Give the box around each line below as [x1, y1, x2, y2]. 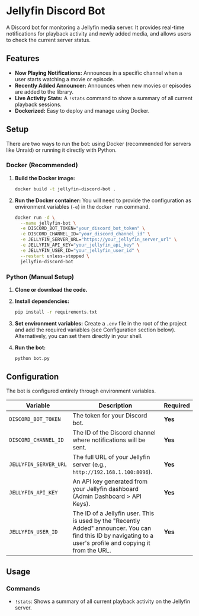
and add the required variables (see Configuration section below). [14, 326, 176, 333]
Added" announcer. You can [72, 524, 152, 532]
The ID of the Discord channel [72, 429, 156, 437]
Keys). [72, 500, 91, 508]
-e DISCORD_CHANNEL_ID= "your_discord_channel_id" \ [20, 231, 150, 237]
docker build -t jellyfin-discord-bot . [14, 186, 116, 192]
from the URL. [72, 547, 111, 555]
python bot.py [14, 355, 50, 361]
